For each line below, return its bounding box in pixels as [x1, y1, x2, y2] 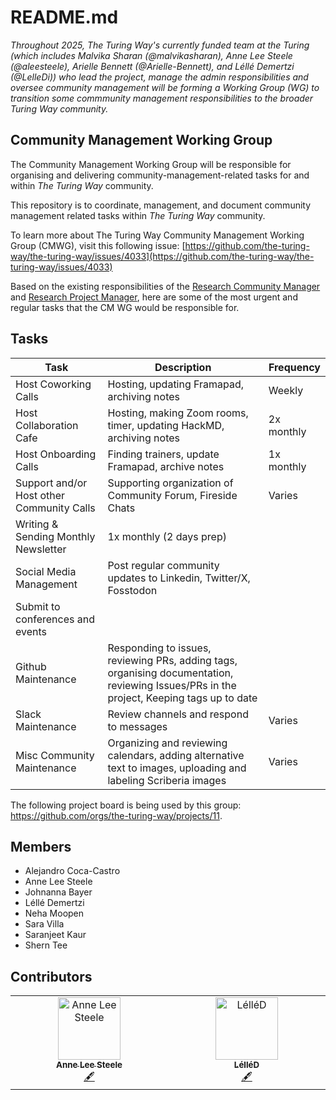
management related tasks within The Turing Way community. [10, 209, 266, 221]
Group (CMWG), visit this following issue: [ [10, 239, 186, 251]
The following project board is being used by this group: [10, 799, 242, 811]
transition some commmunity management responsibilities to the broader [10, 92, 314, 104]
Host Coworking [15, 377, 92, 391]
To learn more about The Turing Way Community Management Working [10, 229, 305, 241]
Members [10, 838, 72, 855]
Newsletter [15, 542, 67, 556]
